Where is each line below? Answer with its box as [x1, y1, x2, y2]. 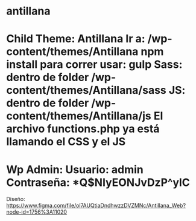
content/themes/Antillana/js [6, 109, 152, 123]
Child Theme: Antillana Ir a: [6, 32, 146, 46]
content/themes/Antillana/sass [6, 84, 167, 97]
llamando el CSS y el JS [6, 135, 126, 149]
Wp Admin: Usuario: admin [6, 162, 144, 176]
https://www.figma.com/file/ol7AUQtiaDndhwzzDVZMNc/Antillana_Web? [6, 202, 186, 209]
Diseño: [6, 196, 25, 203]
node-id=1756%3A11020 [6, 208, 68, 216]
